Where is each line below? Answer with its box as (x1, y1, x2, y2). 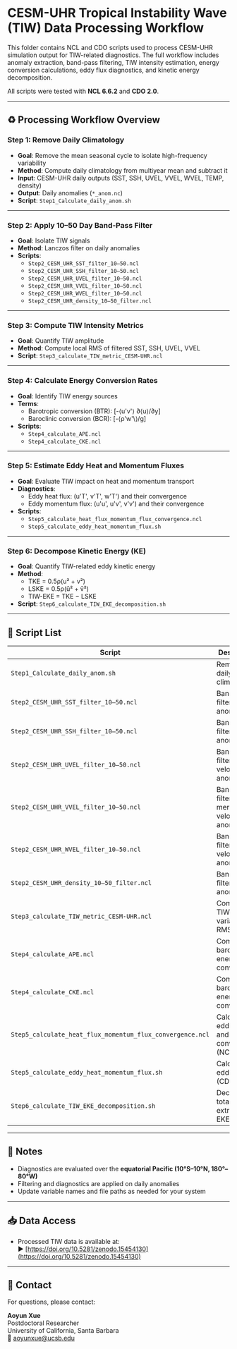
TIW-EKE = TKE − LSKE (28, 592, 97, 601)
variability (17, 159, 47, 167)
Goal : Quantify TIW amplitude (17, 336, 104, 345)
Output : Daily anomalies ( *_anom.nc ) (17, 188, 123, 197)
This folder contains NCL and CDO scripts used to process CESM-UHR (7, 43, 214, 51)
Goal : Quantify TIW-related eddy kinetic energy (17, 562, 156, 570)
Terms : (17, 399, 39, 408)
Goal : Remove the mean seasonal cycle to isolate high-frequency (17, 151, 208, 159)
